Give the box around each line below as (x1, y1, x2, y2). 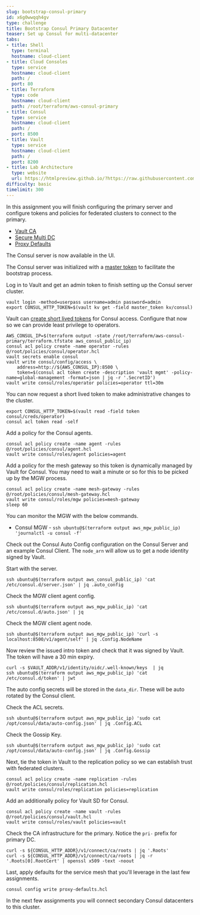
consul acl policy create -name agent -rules (6, 441, 121, 447)
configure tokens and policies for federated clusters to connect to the (6, 209, 177, 216)
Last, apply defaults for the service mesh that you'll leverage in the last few (6, 868, 190, 876)
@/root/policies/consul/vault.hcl (6, 814, 92, 820)
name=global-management (6, 374, 65, 380)
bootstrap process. (6, 270, 53, 277)
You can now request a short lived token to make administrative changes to (6, 390, 190, 398)
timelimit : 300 (6, 187, 44, 193)
